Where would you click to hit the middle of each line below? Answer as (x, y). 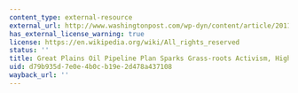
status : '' (29, 50)
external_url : (35, 26)
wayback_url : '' (39, 75)
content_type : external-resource (71, 17)
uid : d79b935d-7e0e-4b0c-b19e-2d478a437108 (91, 67)
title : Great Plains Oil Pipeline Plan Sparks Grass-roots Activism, (141, 58)
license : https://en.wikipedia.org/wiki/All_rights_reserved (125, 42)
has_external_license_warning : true (77, 34)
